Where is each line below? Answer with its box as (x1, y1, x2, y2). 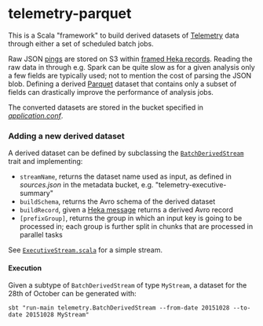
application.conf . (8, 110, 64, 120)
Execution (8, 263, 42, 273)
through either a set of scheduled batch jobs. (8, 38, 155, 48)
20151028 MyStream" (25, 311, 89, 319)
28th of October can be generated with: (8, 289, 137, 299)
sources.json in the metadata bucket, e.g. (19, 180, 154, 190)
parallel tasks (19, 230, 63, 240)
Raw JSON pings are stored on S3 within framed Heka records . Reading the (8, 54, 253, 63)
